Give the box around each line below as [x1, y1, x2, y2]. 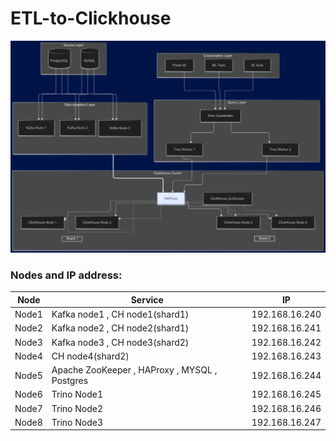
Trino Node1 [51, 388, 103, 401]
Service [130, 293, 164, 306]
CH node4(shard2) [51, 350, 130, 362]
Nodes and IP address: [10, 268, 123, 282]
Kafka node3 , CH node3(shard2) [51, 336, 190, 348]
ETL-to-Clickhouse [10, 7, 172, 30]
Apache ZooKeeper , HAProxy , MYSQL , [51, 364, 218, 376]
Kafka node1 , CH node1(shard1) [51, 308, 190, 321]
